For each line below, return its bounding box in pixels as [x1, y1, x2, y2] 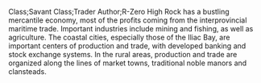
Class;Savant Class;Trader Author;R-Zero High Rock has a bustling [8, 7, 230, 16]
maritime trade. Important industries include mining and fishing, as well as [8, 24, 254, 33]
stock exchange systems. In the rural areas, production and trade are [8, 50, 238, 59]
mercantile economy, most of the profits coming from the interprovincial [8, 15, 247, 25]
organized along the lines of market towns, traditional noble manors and [8, 58, 247, 68]
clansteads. [8, 67, 47, 76]
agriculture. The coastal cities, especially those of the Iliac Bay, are [8, 32, 230, 42]
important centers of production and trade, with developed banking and [8, 41, 246, 51]
